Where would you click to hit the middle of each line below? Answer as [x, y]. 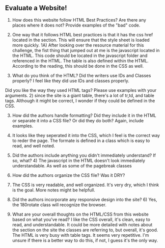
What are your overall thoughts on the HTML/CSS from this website [80, 214]
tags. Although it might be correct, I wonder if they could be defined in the [80, 101]
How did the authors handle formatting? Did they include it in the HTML [84, 115]
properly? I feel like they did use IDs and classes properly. [70, 81]
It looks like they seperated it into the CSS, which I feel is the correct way [86, 135]
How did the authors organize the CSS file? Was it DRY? [69, 175]
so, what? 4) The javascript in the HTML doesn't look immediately [79, 160]
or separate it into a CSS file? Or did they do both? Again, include [78, 120]
